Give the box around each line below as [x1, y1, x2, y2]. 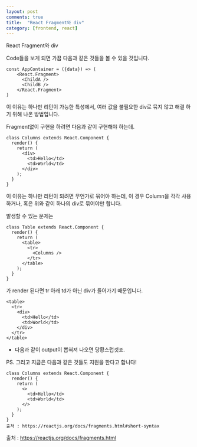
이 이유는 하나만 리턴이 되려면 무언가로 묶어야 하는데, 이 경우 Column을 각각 [6, 192, 180, 200]
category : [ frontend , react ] [6, 25, 78, 31]
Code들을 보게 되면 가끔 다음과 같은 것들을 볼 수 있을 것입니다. [6, 54, 149, 62]
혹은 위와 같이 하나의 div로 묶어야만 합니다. [23, 200, 122, 207]
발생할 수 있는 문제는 [6, 213, 54, 220]
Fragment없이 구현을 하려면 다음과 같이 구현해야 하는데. [6, 123, 135, 130]
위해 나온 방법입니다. [12, 110, 60, 118]
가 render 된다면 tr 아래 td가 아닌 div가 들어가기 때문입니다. [6, 287, 143, 294]
